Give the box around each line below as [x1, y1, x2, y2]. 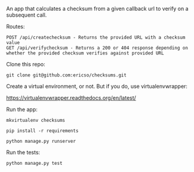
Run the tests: [6, 149, 41, 156]
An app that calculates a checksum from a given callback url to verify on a [6, 5, 189, 12]
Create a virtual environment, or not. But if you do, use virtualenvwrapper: [6, 83, 188, 90]
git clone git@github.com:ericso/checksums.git [6, 72, 127, 78]
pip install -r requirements [6, 128, 79, 134]
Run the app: [6, 106, 38, 113]
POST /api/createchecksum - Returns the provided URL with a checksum [6, 35, 186, 41]
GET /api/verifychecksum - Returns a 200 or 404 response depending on [6, 45, 188, 51]
